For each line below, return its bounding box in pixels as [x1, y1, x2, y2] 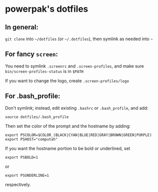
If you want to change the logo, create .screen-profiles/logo [5, 77, 129, 84]
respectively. [5, 181, 31, 187]
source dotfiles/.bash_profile [5, 114, 69, 120]
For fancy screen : [5, 50, 58, 58]
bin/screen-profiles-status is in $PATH [5, 68, 84, 74]
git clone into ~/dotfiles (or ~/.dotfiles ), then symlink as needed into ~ [5, 36, 153, 42]
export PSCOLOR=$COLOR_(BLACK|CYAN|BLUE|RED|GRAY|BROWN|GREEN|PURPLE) [5, 132, 152, 138]
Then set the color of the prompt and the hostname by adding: [5, 123, 131, 129]
